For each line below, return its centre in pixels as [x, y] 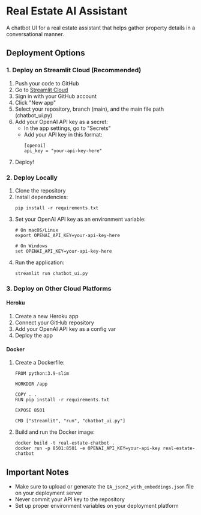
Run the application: [40, 262]
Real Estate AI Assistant [67, 11]
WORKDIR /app [31, 384]
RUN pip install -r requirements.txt [62, 400]
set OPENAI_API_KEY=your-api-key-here [63, 251]
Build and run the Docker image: [55, 432]
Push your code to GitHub [47, 83]
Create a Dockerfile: [40, 363]
